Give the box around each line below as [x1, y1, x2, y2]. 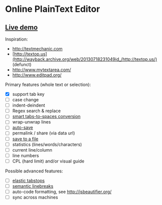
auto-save [12, 124, 34, 130]
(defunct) [12, 62, 32, 67]
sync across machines [12, 194, 58, 200]
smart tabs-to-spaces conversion [12, 114, 81, 120]
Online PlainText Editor [5, 3, 100, 15]
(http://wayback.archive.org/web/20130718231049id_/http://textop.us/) [12, 56, 157, 62]
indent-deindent [12, 102, 45, 108]
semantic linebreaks [12, 183, 53, 189]
